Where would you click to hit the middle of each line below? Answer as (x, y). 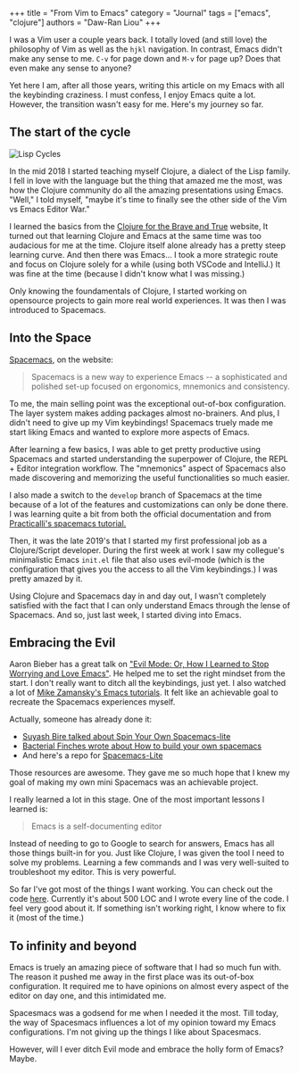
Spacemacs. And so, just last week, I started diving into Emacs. (125, 615)
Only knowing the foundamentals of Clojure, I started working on (128, 291)
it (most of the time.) (47, 918)
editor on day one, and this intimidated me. (88, 996)
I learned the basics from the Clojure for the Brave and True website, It (139, 226)
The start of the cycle (70, 132)
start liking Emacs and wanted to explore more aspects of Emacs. (129, 432)
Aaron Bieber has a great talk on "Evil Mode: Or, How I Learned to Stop (139, 664)
